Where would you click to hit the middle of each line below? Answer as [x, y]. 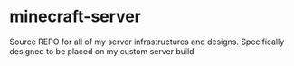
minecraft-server [76, 17]
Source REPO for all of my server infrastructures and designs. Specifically [147, 42]
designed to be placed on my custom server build [102, 51]
